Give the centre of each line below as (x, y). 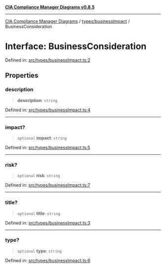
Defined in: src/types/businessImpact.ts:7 (48, 185)
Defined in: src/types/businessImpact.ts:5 (48, 147)
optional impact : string (42, 138)
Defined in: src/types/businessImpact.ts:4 (48, 110)
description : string (37, 100)
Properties (22, 76)
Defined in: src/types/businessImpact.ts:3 (48, 223)
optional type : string (39, 251)
